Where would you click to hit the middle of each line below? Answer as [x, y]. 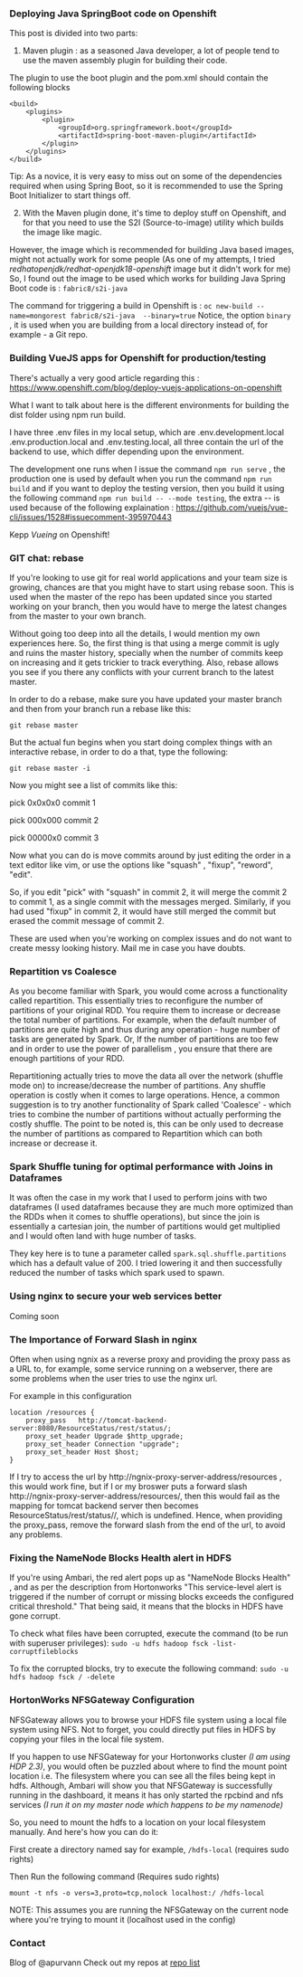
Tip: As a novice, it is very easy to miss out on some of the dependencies [146, 176]
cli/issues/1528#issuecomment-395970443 [90, 517]
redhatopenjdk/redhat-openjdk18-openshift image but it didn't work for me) [150, 269]
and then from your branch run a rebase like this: [100, 708]
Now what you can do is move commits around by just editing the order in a [150, 855]
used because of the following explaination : [92, 507]
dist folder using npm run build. [68, 414]
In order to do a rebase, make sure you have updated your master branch [146, 699]
